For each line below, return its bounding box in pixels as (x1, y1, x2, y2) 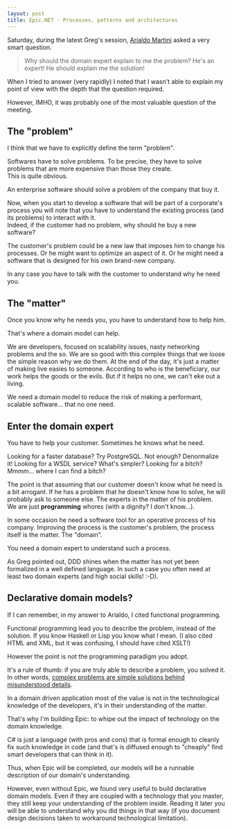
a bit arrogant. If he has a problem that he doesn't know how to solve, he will (7, 487, 226, 496)
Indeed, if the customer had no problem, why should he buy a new (7, 221, 197, 229)
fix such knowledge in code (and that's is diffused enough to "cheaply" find (7, 742, 223, 751)
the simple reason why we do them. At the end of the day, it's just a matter (7, 358, 220, 366)
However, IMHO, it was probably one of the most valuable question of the (7, 98, 217, 106)
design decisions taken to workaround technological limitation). (7, 814, 188, 822)
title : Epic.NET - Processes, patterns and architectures (7, 17, 178, 24)
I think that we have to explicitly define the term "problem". (7, 143, 175, 152)
